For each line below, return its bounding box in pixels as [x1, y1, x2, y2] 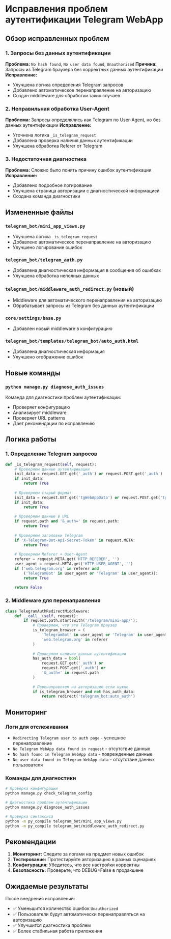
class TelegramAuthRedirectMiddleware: [5, 609, 90, 614]
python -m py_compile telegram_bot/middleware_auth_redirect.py [5, 823, 145, 828]
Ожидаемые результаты [5, 882, 89, 891]
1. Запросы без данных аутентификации [5, 49, 111, 57]
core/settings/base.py [5, 315, 62, 321]
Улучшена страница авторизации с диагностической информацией [12, 188, 160, 194]
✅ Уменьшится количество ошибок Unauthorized [12, 905, 119, 912]
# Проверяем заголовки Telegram [14, 533, 83, 538]
